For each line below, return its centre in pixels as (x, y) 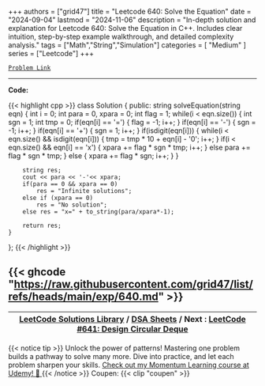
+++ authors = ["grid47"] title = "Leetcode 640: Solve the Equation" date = (130, 11)
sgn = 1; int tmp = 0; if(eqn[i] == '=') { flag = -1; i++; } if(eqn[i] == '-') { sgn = (132, 122)
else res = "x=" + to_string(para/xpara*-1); (99, 212)
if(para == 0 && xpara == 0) (70, 184)
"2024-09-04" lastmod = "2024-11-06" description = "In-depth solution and (132, 20)
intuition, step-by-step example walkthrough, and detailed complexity (121, 36)
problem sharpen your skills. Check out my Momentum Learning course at (129, 365)
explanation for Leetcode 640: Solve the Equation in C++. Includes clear (125, 28)
